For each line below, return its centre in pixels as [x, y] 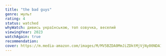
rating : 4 [15, 19]
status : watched [22, 23]
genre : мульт [19, 14]
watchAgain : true [23, 37]
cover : [12, 46]
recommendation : [22, 41]
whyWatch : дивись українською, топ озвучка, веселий [61, 28]
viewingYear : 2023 [24, 32]
